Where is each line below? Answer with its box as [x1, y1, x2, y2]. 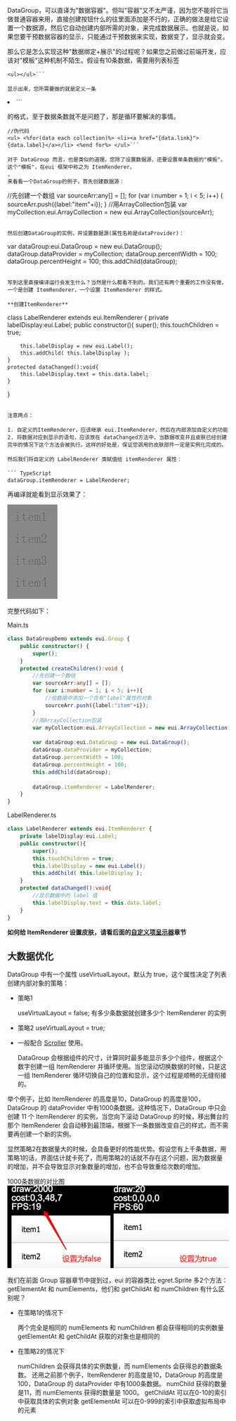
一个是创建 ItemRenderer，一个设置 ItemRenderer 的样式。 [7, 286, 166, 293]
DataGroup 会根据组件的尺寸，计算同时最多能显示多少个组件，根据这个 [17, 1054, 223, 1062]
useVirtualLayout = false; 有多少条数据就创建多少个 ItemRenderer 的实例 [17, 1009, 227, 1017]
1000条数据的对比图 [7, 1177, 65, 1186]
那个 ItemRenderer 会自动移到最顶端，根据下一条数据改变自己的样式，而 [7, 1121, 216, 1130]
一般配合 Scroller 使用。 [17, 1038, 87, 1047]
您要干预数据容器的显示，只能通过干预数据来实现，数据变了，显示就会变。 [13, 32, 229, 41]
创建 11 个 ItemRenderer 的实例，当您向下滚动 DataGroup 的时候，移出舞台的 [7, 1112, 229, 1121]
